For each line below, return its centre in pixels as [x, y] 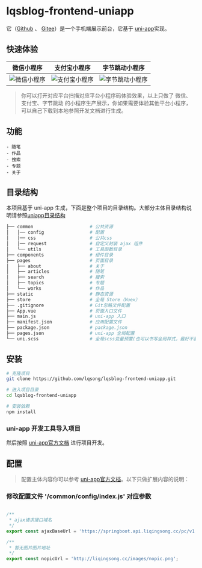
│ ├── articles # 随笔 [55, 272]
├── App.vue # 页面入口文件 [64, 311]
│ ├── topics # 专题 [55, 283]
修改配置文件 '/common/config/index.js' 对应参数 [79, 496]
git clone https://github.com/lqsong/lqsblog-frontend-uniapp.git [91, 379]
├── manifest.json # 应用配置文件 [64, 322]
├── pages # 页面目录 [60, 260]
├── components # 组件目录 [60, 255]
